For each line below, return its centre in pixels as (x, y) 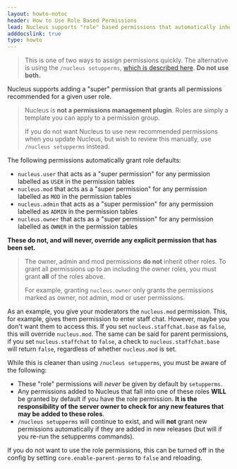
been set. (22, 248)
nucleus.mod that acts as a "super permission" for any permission (112, 189)
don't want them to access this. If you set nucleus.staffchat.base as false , (117, 327)
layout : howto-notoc (38, 14)
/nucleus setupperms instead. (67, 146)
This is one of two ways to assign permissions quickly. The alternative (126, 60)
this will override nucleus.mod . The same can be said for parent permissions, (118, 334)
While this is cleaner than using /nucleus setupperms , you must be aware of (117, 363)
